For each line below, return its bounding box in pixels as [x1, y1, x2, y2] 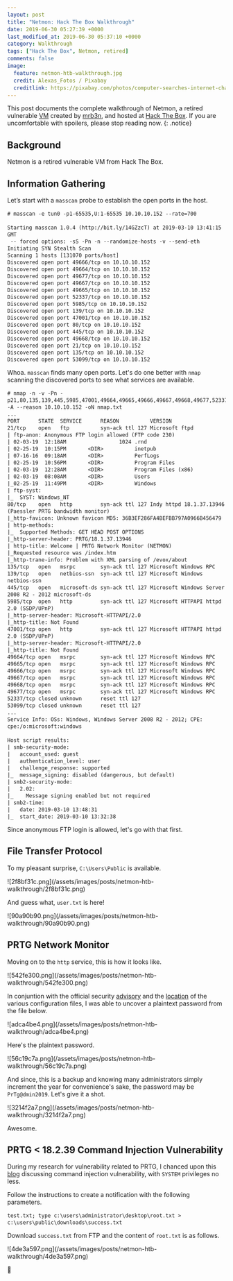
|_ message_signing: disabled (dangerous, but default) [7, 772, 175, 779]
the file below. [7, 1006, 47, 1015]
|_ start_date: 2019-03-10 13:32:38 [7, 813, 116, 820]
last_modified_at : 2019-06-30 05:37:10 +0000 [7, 33, 141, 40]
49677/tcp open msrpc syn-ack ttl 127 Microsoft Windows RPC [7, 688, 216, 695]
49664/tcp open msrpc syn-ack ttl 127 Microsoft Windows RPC [7, 654, 216, 661]
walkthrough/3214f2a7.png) [7, 1110, 87, 1119]
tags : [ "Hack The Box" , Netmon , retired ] [7, 48, 129, 55]
